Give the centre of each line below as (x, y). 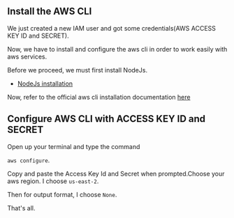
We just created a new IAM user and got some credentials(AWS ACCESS (112, 28)
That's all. (21, 208)
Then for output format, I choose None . (62, 194)
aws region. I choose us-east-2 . (53, 181)
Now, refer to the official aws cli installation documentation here (99, 97)
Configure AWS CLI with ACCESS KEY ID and (107, 119)
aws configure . (29, 160)
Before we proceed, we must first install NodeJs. (78, 70)
